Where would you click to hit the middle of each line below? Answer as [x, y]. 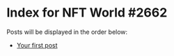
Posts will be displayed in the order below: [67, 32]
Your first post [37, 45]
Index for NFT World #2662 [87, 13]
